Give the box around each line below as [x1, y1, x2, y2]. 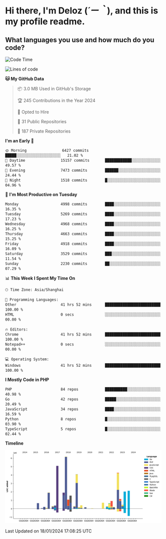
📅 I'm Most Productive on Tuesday [5, 192, 78, 197]
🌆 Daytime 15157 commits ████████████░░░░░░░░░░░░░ [5, 158, 161, 163]
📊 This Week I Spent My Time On [5, 275, 75, 281]
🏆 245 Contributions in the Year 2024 [17, 98, 96, 103]
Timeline [5, 440, 24, 446]
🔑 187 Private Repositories [17, 128, 71, 134]
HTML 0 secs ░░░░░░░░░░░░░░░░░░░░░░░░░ [5, 312, 161, 317]
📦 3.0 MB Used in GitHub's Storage [17, 86, 91, 91]
